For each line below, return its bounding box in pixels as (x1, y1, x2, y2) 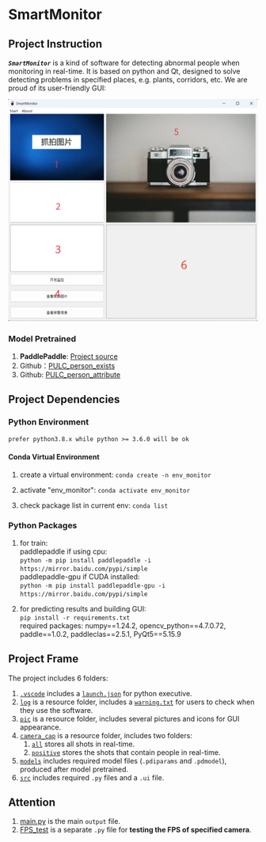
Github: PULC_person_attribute (19, 370, 121, 379)
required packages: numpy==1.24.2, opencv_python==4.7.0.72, (19, 620, 226, 631)
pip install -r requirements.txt (19, 614, 131, 622)
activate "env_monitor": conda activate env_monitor (19, 485, 191, 494)
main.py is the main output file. (19, 817, 121, 826)
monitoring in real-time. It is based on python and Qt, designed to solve (8, 67, 241, 76)
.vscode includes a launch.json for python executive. (19, 688, 192, 698)
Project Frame (8, 652, 79, 666)
